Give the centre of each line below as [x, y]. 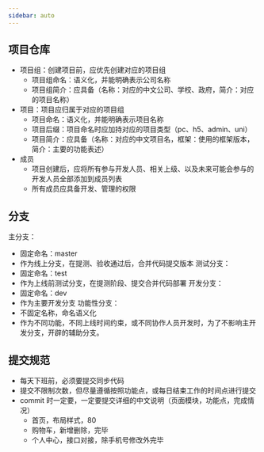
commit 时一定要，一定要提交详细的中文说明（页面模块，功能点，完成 [134, 401]
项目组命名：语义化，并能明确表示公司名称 [101, 80]
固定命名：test [43, 273]
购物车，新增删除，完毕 [70, 430]
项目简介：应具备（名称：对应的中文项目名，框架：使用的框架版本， [143, 139]
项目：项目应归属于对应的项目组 [72, 110]
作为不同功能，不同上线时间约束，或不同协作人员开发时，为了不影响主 [134, 323]
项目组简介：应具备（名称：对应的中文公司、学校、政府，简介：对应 [143, 90]
